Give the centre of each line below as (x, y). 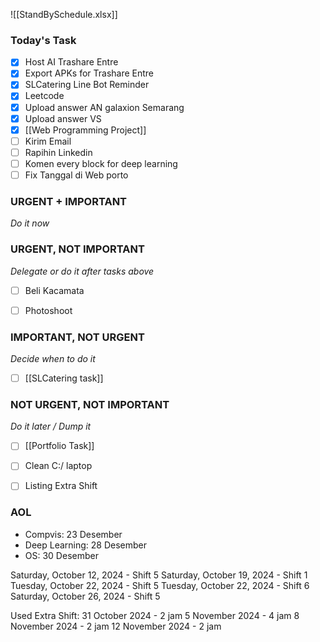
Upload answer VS (63, 118)
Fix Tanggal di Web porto (76, 175)
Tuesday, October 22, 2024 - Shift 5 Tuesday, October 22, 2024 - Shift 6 (160, 585)
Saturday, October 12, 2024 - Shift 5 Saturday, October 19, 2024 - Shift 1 (159, 575)
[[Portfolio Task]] (59, 446)
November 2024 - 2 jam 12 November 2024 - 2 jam (116, 626)
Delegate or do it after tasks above (82, 271)
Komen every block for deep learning (101, 163)
